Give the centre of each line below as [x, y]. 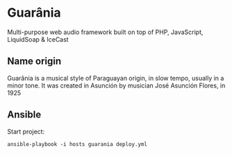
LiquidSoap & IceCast [38, 39]
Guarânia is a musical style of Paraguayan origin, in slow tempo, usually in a [116, 78]
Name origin [34, 62]
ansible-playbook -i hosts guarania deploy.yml [77, 144]
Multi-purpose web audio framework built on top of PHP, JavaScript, [105, 32]
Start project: [26, 131]
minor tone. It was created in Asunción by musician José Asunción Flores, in [116, 85]
